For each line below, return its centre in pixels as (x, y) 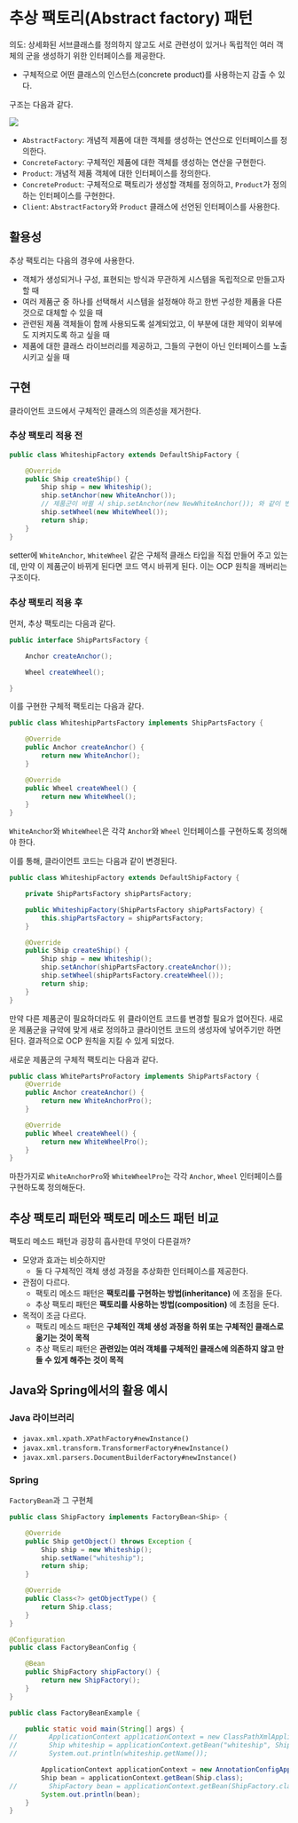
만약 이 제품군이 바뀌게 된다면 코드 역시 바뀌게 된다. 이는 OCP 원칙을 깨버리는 (154, 566)
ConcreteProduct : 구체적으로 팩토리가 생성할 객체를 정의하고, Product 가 (146, 184)
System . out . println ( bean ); (91, 1795)
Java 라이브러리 (42, 1418)
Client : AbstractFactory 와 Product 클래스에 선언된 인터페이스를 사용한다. (151, 206)
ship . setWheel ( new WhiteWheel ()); (105, 512)
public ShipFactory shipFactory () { (93, 1672)
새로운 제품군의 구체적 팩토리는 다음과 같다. (84, 1059)
